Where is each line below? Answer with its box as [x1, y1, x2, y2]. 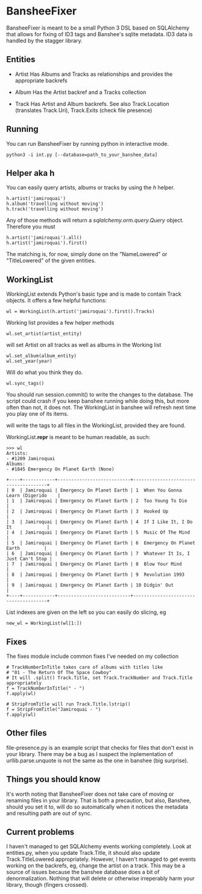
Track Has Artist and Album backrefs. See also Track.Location [14, 100, 170, 107]
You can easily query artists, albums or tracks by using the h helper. [6, 184, 175, 191]
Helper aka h [6, 167, 55, 178]
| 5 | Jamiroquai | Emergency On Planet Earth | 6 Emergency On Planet [6, 540, 196, 546]
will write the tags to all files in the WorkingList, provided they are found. [6, 422, 186, 429]
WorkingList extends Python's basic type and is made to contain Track [6, 290, 182, 298]
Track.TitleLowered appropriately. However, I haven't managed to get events [6, 855, 196, 863]
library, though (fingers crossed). [6, 881, 89, 889]
